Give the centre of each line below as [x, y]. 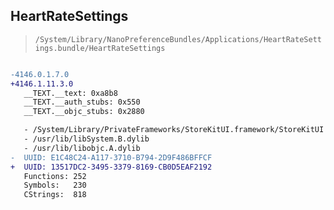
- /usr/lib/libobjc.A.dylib [82, 148]
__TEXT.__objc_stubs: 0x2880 [84, 112]
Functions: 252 [55, 176]
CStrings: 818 [55, 195]
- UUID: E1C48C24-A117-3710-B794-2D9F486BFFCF [111, 157]
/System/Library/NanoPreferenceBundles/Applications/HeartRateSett [178, 39]
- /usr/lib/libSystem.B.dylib [86, 139]
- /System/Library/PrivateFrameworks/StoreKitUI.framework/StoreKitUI [174, 130]
